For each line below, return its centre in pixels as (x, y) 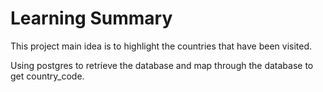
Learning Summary (91, 18)
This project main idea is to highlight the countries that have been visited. (161, 46)
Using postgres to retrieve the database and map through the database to (162, 65)
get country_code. (47, 76)
